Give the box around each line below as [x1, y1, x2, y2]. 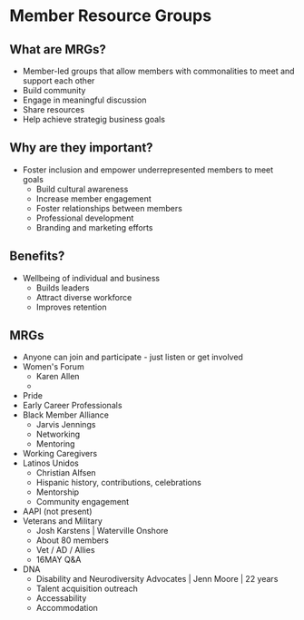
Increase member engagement [35, 192, 152, 204]
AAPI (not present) [22, 506, 93, 517]
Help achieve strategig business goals [22, 114, 166, 124]
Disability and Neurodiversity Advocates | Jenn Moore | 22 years [35, 574, 279, 585]
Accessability [35, 593, 87, 604]
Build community [22, 85, 86, 95]
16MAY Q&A [35, 555, 82, 566]
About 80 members [35, 535, 109, 546]
